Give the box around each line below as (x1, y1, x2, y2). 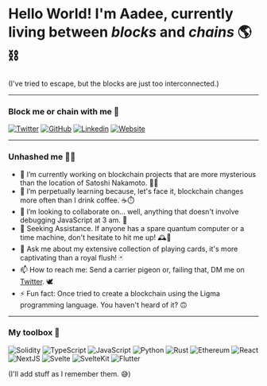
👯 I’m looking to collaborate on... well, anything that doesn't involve (19, 207, 240, 216)
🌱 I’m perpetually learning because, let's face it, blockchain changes (19, 186, 244, 195)
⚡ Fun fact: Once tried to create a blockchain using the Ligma (19, 288, 221, 298)
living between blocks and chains (8, 23, 234, 41)
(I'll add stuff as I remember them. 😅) (8, 369, 131, 378)
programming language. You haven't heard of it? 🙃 (19, 299, 188, 310)
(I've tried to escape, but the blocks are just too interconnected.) (8, 79, 219, 88)
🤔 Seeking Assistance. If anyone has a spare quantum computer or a (19, 223, 245, 233)
